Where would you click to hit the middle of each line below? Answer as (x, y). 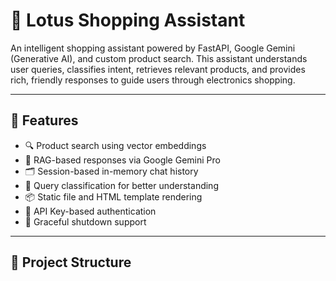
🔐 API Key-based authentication (90, 211)
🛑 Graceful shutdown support (85, 221)
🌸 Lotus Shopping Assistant (128, 20)
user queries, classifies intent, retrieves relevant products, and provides (158, 69)
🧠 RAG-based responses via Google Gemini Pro (122, 160)
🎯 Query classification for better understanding (121, 185)
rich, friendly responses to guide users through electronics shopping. (153, 80)
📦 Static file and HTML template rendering (113, 196)
